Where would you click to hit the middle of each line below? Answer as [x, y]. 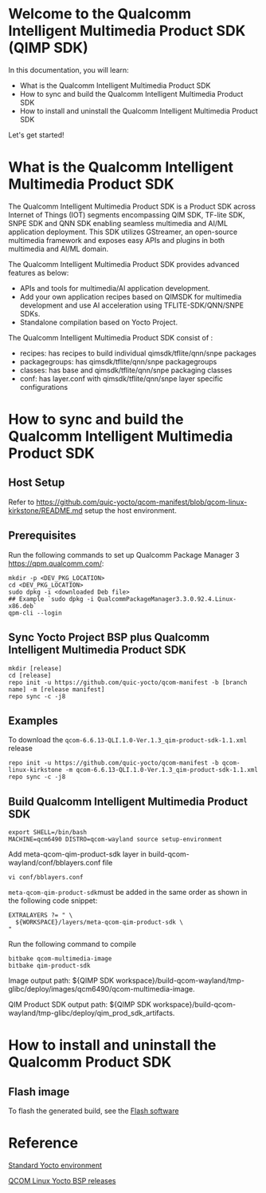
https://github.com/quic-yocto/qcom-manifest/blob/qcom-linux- [141, 502]
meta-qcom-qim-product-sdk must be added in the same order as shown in [128, 893]
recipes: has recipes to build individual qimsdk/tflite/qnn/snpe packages [138, 353]
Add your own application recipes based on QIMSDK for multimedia [131, 296]
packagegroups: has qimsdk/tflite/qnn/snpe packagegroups [118, 361]
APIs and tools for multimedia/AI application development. [115, 288]
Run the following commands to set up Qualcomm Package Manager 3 [124, 555]
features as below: [39, 272]
